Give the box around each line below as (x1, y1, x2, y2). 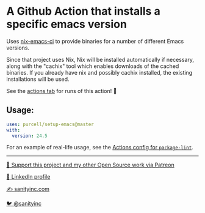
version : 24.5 (12, 133, 48, 139)
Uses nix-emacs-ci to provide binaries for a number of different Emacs (6, 37, 184, 45)
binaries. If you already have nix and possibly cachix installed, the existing (6, 69, 193, 76)
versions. (6, 44, 29, 51)
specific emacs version (6, 17, 127, 31)
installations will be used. (6, 75, 70, 83)
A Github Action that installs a (6, 4, 160, 18)
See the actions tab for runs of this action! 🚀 (6, 87, 117, 94)
